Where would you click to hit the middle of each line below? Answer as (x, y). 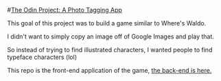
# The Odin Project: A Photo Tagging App (65, 10)
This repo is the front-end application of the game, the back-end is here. (109, 70)
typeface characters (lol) (42, 57)
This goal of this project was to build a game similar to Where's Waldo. (107, 23)
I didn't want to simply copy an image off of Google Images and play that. (111, 36)
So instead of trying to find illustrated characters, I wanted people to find (110, 50)
